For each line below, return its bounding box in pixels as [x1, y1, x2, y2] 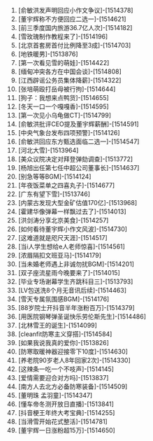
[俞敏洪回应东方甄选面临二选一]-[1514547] [17, 137, 140, 146]
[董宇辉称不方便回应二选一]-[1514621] [17, 15, 126, 23]
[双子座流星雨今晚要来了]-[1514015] [17, 269, 121, 276]
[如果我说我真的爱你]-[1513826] [17, 339, 109, 346]
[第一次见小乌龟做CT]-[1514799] [17, 111, 111, 119]
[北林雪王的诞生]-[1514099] [17, 321, 97, 329]
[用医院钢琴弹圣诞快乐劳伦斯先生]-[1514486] [17, 312, 146, 321]
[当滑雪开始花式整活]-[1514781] [17, 417, 108, 426]
